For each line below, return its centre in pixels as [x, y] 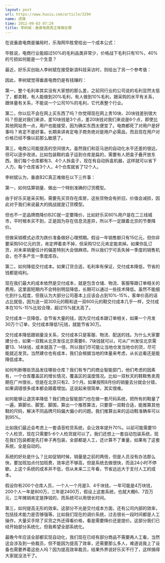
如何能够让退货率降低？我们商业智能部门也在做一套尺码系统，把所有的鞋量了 [82, 399]
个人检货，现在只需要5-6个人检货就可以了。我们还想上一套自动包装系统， [80, 434]
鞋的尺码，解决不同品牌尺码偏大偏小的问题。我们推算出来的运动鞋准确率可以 [82, 411]
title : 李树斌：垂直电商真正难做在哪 [39, 28]
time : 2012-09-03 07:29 [29, 23]
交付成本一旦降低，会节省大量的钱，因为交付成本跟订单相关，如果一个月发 [80, 318]
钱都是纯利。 [18, 273]
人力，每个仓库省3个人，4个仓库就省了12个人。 [53, 167]
